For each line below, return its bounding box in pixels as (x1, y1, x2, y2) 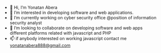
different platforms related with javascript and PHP (9, 30, 111, 36)
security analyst (9, 20, 42, 26)
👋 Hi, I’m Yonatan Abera (9, 5, 58, 10)
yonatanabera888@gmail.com (9, 42, 71, 48)
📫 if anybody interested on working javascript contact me (9, 36, 127, 41)
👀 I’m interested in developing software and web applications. (9, 10, 134, 15)
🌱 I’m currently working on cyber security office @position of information (9, 15, 157, 20)
